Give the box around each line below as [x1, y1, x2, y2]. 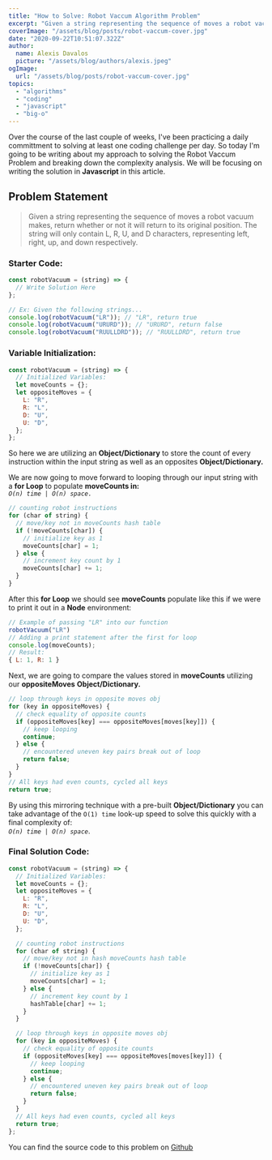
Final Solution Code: [8, 846, 90, 858]
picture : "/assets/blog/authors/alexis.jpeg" [15, 58, 172, 66]
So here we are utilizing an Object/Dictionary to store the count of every [8, 448, 251, 458]
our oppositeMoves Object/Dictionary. [8, 679, 141, 689]
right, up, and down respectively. [28, 237, 138, 247]
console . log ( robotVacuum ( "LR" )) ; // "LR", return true [8, 313, 198, 321]
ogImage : [8, 65, 38, 73]
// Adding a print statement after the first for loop [8, 633, 198, 641]
